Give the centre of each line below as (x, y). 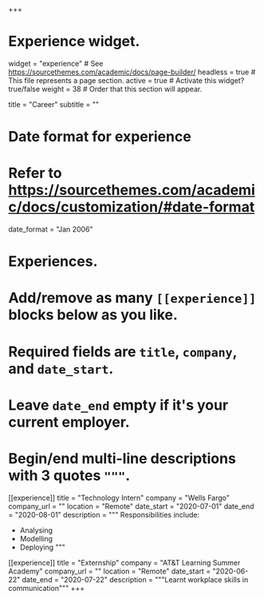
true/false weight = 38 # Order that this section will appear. (105, 89)
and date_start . (61, 369)
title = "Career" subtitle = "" (54, 104)
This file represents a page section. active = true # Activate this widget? (126, 80)
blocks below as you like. (93, 315)
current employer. (69, 422)
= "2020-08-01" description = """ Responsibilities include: (104, 514)
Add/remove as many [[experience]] (132, 298)
